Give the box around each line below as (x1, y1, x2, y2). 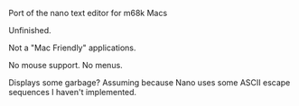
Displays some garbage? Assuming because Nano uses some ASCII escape (8, 77, 291, 88)
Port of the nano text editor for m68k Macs (8, 8, 168, 18)
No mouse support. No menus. (8, 60, 123, 70)
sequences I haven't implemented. (8, 87, 137, 97)
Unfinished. (8, 25, 51, 35)
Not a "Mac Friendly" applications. (8, 42, 136, 53)
